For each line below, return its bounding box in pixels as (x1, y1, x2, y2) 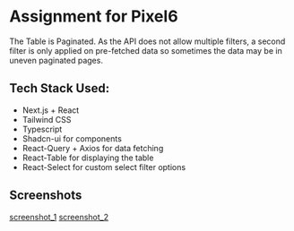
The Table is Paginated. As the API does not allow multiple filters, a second (9, 36, 286, 47)
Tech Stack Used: (9, 81, 110, 96)
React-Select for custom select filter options (22, 161, 186, 172)
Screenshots (9, 188, 82, 203)
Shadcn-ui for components (22, 133, 123, 144)
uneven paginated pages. (9, 55, 103, 65)
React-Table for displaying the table (22, 152, 154, 163)
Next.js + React (22, 105, 80, 115)
